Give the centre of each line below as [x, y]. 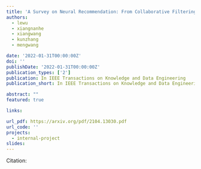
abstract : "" [22, 94]
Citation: [16, 161]
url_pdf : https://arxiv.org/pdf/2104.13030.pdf [67, 121]
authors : [17, 17]
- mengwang [25, 45]
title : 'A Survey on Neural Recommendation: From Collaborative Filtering [101, 12]
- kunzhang [25, 39]
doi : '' [16, 61]
